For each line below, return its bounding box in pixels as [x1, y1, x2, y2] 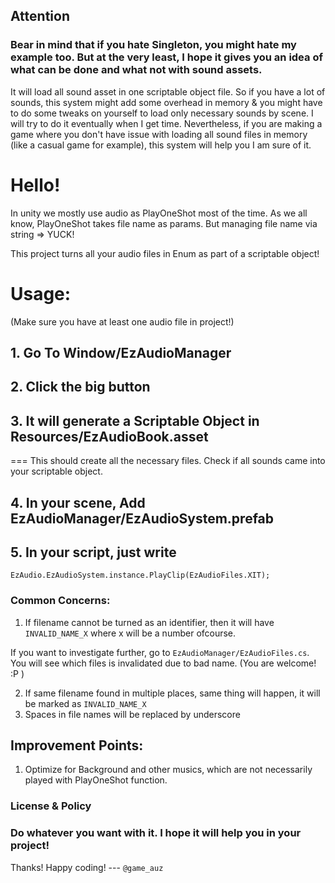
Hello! [10, 174, 61, 196]
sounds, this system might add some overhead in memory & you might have [10, 96, 323, 108]
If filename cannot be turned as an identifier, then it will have [24, 616, 275, 628]
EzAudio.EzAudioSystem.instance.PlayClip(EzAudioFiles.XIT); [10, 570, 271, 581]
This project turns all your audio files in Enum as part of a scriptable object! [10, 247, 320, 259]
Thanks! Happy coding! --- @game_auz [10, 861, 164, 873]
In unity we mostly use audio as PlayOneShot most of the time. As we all [10, 207, 308, 219]
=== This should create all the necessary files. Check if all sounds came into [10, 455, 326, 467]
